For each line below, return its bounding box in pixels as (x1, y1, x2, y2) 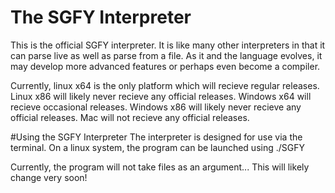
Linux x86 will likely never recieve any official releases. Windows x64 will (10, 90, 312, 102)
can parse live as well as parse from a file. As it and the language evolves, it (10, 49, 323, 61)
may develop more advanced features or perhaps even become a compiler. (10, 60, 321, 72)
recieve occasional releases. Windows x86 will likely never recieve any (10, 101, 302, 113)
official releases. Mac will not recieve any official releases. (10, 111, 250, 123)
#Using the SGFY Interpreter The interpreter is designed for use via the (10, 131, 303, 143)
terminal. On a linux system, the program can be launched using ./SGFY (10, 141, 305, 153)
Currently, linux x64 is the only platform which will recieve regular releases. (10, 79, 320, 91)
